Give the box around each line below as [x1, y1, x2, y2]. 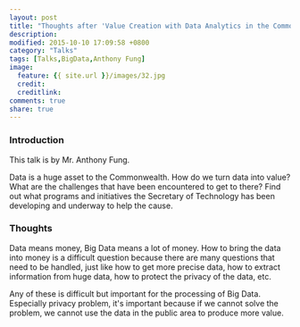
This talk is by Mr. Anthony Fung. [9, 154, 130, 165]
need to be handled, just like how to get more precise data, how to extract [9, 261, 281, 272]
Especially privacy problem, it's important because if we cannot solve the [9, 298, 279, 308]
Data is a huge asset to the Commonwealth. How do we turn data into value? [9, 172, 291, 182]
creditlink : [17, 88, 62, 96]
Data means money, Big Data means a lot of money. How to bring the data [9, 242, 281, 253]
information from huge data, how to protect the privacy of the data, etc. [9, 271, 272, 281]
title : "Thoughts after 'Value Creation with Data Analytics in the [9, 21, 270, 30]
